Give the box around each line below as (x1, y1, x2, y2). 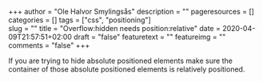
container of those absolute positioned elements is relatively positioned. (8, 64, 245, 74)
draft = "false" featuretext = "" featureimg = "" (73, 32, 226, 41)
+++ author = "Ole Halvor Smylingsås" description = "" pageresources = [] (8, 7, 254, 16)
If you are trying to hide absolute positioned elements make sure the (8, 56, 233, 65)
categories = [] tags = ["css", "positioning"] (8, 15, 152, 25)
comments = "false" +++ (8, 41, 90, 50)
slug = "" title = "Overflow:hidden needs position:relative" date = (8, 24, 221, 33)
